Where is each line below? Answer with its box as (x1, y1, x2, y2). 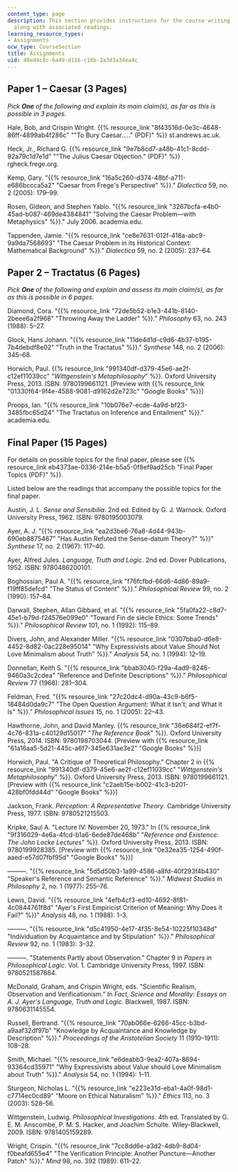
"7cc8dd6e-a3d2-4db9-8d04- (111, 1141, 202, 1151)
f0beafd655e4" (7, 1149, 53, 1158)
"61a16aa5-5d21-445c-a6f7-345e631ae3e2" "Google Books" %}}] (7, 744, 202, 753)
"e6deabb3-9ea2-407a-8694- (111, 1056, 200, 1064)
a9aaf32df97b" (7, 1026, 52, 1035)
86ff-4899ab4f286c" (7, 131, 70, 139)
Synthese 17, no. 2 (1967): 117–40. (7, 542, 105, 550)
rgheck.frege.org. (7, 159, 59, 168)
